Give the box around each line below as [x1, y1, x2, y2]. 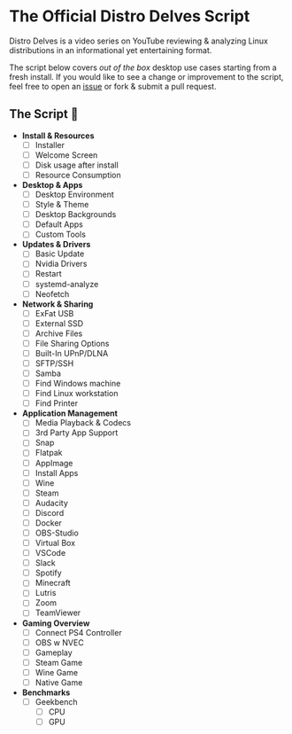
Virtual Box [35, 538, 76, 548]
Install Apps [35, 467, 79, 478]
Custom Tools [35, 229, 87, 240]
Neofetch [35, 288, 70, 299]
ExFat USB [35, 308, 74, 318]
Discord [35, 507, 65, 518]
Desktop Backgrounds [35, 209, 117, 220]
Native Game [35, 676, 83, 688]
